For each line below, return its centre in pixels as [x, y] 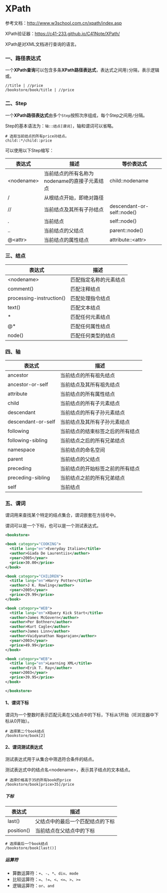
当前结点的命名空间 [83, 450]
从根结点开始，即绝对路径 [74, 198]
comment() [21, 289]
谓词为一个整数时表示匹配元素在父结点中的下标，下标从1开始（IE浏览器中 [80, 715]
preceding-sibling [29, 478]
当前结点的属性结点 [66, 240]
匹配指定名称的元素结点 [98, 280]
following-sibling [28, 440]
